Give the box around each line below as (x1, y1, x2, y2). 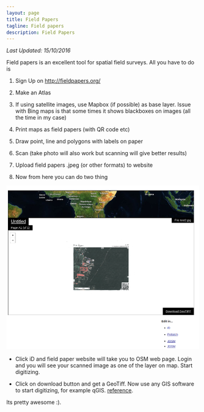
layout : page (6, 10, 40, 16)
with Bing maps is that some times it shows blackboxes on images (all (15, 107, 191, 115)
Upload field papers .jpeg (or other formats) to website (15, 161, 153, 169)
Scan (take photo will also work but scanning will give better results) (15, 150, 188, 157)
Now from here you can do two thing (15, 174, 108, 181)
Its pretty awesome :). (6, 399, 62, 406)
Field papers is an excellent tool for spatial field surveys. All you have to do (6, 59, 194, 66)
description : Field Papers (6, 29, 75, 36)
